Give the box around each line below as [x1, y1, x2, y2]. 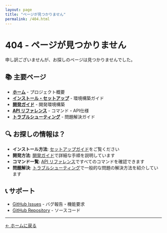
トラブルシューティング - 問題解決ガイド [12, 114, 95, 120]
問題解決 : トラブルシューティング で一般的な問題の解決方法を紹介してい [12, 164, 159, 170]
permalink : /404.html [5, 16, 50, 21]
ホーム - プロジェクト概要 [12, 89, 65, 95]
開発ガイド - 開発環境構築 [12, 101, 66, 107]
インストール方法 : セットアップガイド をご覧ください [12, 146, 120, 152]
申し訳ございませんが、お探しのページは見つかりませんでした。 [5, 57, 135, 63]
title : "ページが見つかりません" [5, 12, 66, 17]
